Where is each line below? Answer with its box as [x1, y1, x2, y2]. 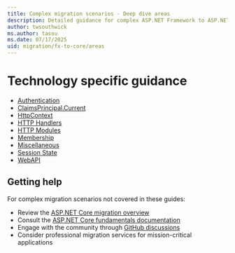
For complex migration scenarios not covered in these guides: [7, 194, 185, 203]
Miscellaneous [17, 141, 59, 149]
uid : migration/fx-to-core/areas [7, 43, 105, 50]
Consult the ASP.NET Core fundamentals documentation [17, 215, 180, 224]
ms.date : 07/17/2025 [7, 36, 68, 43]
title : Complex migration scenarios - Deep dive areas [7, 10, 171, 18]
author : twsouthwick [7, 23, 68, 30]
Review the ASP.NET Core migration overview [17, 208, 150, 217]
